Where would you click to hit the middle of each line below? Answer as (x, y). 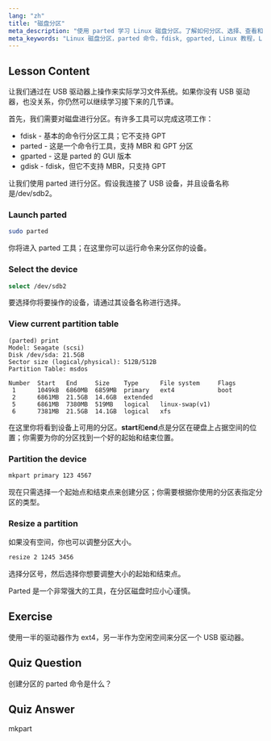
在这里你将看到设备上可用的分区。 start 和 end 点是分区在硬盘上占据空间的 (129, 427)
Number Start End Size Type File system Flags (122, 383)
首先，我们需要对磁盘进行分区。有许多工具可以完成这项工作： (111, 119)
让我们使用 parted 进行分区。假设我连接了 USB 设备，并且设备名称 (119, 183)
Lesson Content (49, 71)
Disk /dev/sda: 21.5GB (46, 355)
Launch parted (38, 215)
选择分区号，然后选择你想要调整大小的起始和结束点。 (97, 574)
